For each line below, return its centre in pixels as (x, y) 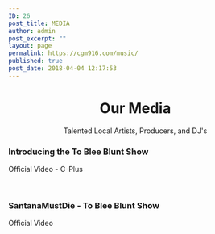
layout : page (30, 46)
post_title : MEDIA (39, 23)
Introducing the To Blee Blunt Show (79, 152)
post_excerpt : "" (37, 38)
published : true (35, 61)
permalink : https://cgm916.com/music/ (73, 53)
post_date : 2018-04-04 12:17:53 (62, 69)
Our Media (135, 108)
